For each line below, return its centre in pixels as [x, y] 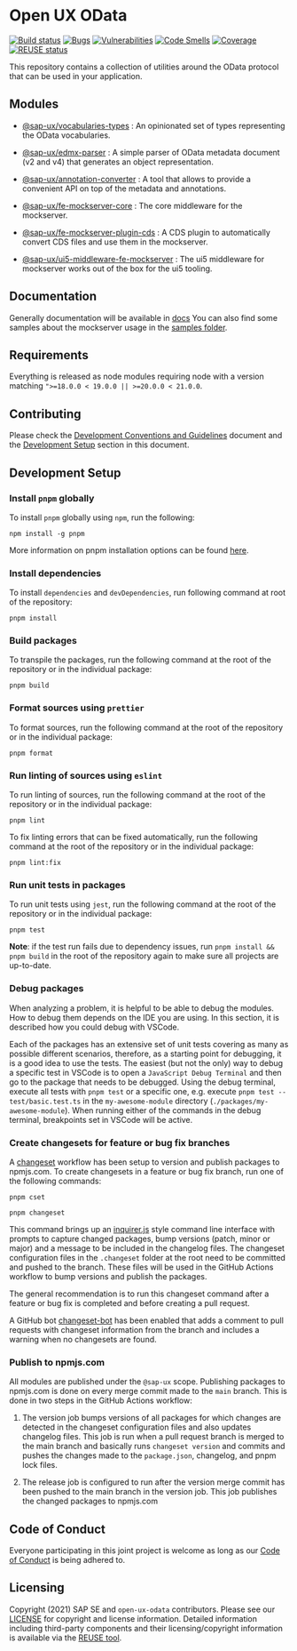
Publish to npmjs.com [57, 1362]
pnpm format [31, 753]
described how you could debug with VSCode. [94, 1027]
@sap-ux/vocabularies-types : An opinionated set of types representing [153, 125]
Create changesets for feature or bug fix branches [120, 1142]
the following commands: [55, 1181]
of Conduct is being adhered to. [67, 1560]
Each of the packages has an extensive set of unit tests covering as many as [149, 1044]
